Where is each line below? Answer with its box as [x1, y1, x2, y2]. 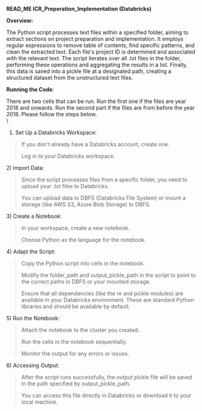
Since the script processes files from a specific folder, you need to [21, 176, 188, 183]
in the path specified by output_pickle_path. [21, 380, 131, 387]
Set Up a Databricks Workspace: [15, 129, 97, 136]
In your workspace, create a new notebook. [21, 225, 130, 231]
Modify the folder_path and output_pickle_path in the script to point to [21, 272, 196, 279]
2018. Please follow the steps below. [6, 111, 97, 118]
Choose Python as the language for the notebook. [21, 236, 146, 243]
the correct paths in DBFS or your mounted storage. [21, 278, 151, 285]
